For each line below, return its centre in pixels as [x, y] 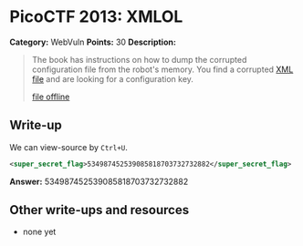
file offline [51, 97]
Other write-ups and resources [99, 210]
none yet [39, 232]
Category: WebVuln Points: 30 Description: [93, 42]
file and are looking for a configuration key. [113, 78]
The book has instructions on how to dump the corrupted [139, 59]
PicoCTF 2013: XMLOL [96, 17]
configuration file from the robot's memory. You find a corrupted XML [162, 69]
